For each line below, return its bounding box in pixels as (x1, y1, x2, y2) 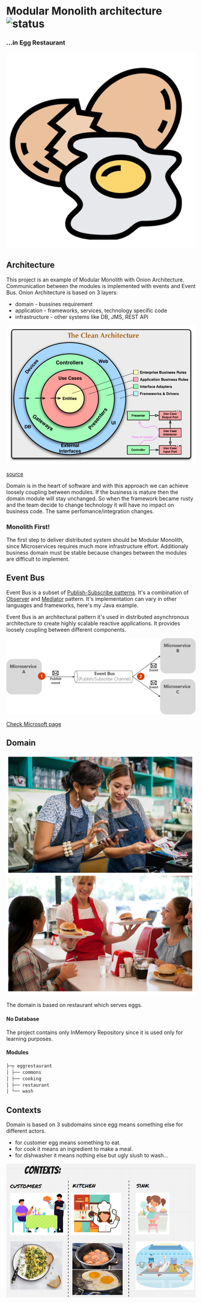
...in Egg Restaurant (6, 39, 66, 47)
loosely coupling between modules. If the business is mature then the (6, 488, 179, 496)
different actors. (6, 1127, 46, 1135)
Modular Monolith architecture (6, 4, 162, 18)
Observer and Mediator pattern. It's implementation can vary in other (6, 595, 177, 602)
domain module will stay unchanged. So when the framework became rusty (6, 494, 194, 502)
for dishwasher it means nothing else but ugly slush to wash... (14, 1152, 168, 1159)
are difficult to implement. (6, 555, 70, 563)
